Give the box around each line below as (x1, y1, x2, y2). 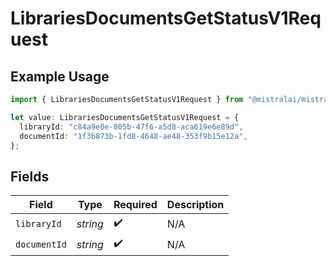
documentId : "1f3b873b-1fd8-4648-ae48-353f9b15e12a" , (19, 131, 248, 141)
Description (166, 198, 225, 212)
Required (113, 198, 158, 212)
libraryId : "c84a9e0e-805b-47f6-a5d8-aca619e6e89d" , (19, 122, 244, 132)
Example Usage (10, 68, 110, 85)
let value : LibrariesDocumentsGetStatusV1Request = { (10, 112, 240, 122)
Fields (10, 168, 50, 185)
